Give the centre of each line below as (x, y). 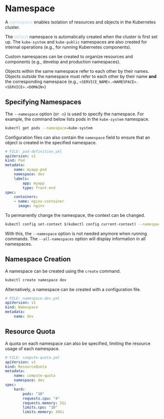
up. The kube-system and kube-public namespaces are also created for (76, 42)
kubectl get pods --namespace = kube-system (49, 128)
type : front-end (39, 188)
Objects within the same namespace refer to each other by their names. (77, 71)
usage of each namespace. (32, 348)
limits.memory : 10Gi (43, 412)
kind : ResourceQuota (26, 367)
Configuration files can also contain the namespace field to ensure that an (78, 137)
